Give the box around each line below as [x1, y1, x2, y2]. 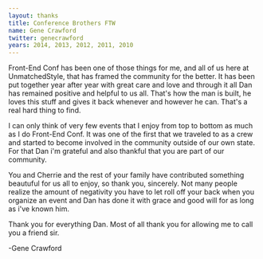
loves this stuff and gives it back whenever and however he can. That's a [8, 97, 248, 107]
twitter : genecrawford [8, 33, 84, 42]
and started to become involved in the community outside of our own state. [8, 138, 255, 147]
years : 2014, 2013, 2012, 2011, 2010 [8, 41, 134, 49]
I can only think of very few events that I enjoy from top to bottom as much [8, 121, 253, 131]
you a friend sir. [8, 228, 60, 237]
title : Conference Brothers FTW [8, 19, 116, 27]
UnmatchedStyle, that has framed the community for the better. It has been [8, 72, 255, 81]
